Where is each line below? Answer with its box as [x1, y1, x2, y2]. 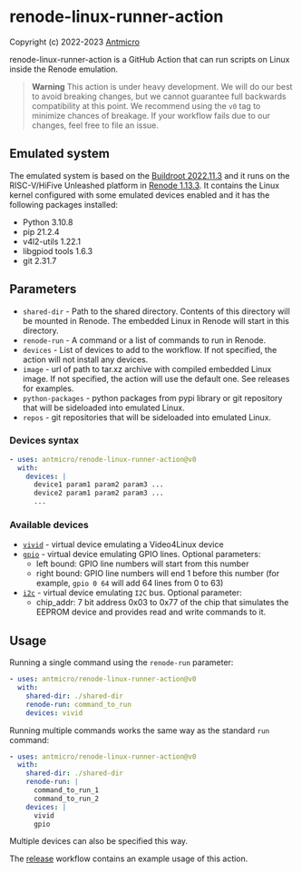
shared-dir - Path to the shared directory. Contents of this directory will [22, 306, 290, 317]
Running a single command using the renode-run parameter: [9, 657, 234, 668]
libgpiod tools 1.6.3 [22, 245, 93, 256]
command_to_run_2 [33, 794, 100, 803]
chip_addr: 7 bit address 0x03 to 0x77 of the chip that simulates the [35, 597, 289, 608]
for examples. [22, 383, 74, 394]
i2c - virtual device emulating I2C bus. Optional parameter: [22, 587, 242, 598]
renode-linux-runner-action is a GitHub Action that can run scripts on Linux [9, 54, 290, 64]
